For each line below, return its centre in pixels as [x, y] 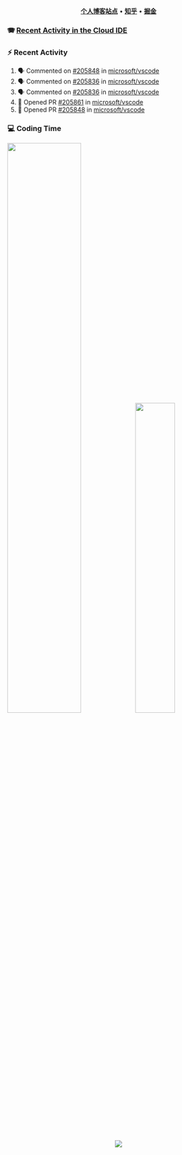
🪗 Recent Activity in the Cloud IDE [67, 30]
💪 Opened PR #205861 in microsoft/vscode [80, 103]
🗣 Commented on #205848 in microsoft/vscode [89, 71]
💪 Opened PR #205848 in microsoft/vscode [81, 110]
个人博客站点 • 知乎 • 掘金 [119, 11]
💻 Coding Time [34, 129]
